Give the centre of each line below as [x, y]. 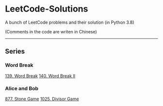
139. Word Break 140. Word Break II [40, 76]
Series [15, 52]
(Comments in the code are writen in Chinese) [51, 31]
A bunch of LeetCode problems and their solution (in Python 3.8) [70, 22]
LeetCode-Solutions [47, 9]
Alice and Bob [22, 88]
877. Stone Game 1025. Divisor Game [42, 99]
